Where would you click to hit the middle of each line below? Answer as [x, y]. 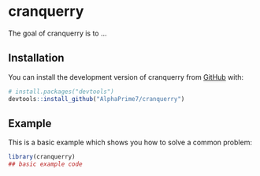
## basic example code [45, 164]
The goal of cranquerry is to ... [58, 33]
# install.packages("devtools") [61, 92]
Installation [36, 58]
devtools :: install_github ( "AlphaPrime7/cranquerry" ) [97, 99]
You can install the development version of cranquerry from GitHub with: [126, 77]
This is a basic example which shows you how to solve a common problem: [130, 142]
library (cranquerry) [42, 157]
